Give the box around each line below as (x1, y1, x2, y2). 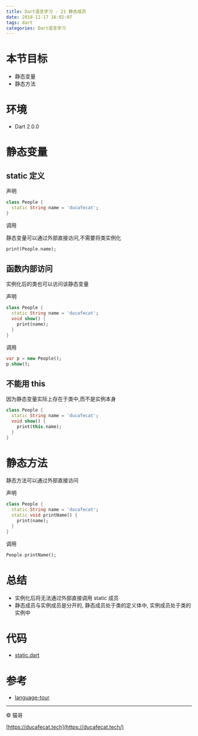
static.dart (14, 652, 40, 659)
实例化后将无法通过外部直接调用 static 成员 (14, 594, 119, 602)
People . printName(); (6, 552, 57, 558)
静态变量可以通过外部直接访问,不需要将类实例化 (6, 234, 122, 241)
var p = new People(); (6, 355, 62, 362)
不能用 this (6, 379, 46, 389)
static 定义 (6, 170, 45, 180)
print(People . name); (6, 246, 57, 252)
